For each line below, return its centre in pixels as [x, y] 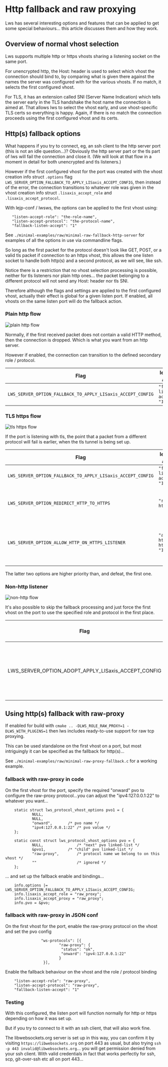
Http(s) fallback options [43, 134]
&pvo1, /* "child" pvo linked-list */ [82, 849]
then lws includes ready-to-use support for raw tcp [101, 731]
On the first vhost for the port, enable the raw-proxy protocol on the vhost [81, 926]
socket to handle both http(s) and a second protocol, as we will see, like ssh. [84, 260]
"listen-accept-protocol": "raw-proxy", [57, 985]
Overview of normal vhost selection [62, 44]
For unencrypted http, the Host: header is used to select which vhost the [80, 71]
